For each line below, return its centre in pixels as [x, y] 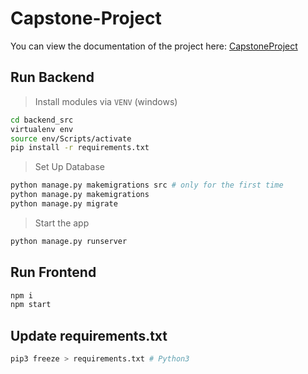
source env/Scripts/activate [71, 138]
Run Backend [52, 77]
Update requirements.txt [89, 335]
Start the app [62, 223]
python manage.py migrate [64, 204]
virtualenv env [42, 129]
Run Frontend [53, 272]
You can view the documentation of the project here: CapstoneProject [154, 46]
